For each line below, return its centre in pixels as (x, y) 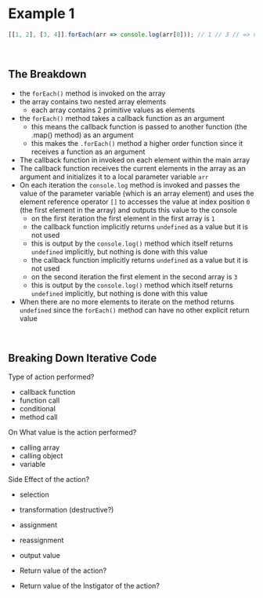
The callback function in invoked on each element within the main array (135, 160)
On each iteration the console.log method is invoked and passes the (130, 184)
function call (40, 400)
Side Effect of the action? (49, 479)
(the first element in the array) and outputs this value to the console (128, 210)
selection (34, 494)
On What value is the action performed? (72, 432)
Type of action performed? (51, 377)
